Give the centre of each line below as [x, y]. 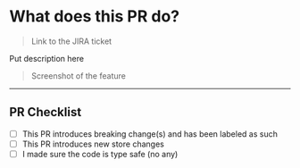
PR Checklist [46, 112]
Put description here [47, 58]
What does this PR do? [95, 17]
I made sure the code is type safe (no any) [100, 154]
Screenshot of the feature [79, 76]
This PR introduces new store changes [93, 144]
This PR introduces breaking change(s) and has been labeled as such [150, 134]
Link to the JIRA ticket [71, 41]
